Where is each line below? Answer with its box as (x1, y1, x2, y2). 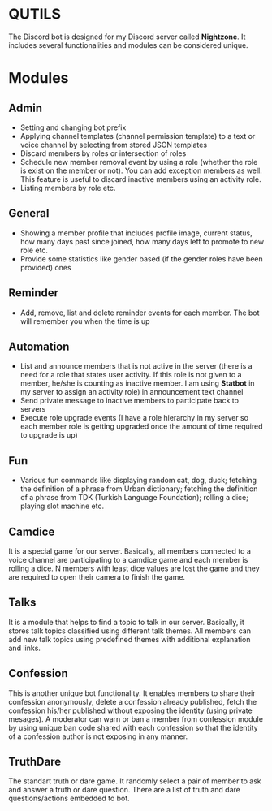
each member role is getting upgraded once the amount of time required (19, 421, 263, 431)
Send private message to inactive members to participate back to (19, 395, 240, 406)
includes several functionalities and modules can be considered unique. (8, 40, 249, 50)
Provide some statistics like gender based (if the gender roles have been (19, 253, 264, 264)
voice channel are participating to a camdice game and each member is (8, 555, 248, 564)
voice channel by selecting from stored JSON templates (19, 140, 208, 149)
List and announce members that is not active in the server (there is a (19, 361, 253, 371)
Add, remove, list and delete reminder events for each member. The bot (19, 308, 260, 317)
